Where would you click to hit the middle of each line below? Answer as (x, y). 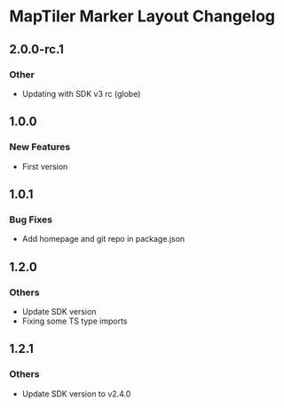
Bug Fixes (31, 220)
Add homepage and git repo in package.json (103, 239)
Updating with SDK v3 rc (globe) (81, 93)
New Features (40, 147)
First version (45, 166)
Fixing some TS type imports (75, 321)
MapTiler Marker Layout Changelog (142, 16)
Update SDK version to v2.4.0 (76, 394)
